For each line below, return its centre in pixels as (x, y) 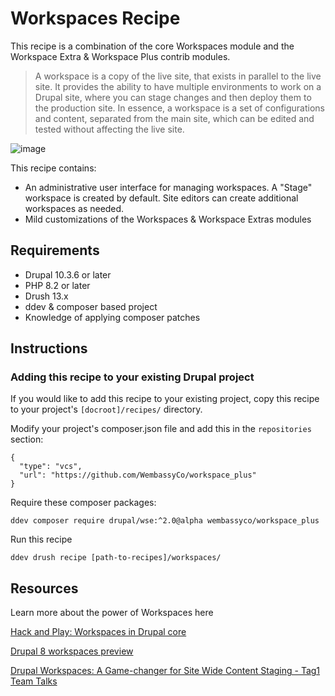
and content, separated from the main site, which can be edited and (174, 118)
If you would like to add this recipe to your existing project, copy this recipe (165, 399)
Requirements (55, 250)
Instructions (49, 348)
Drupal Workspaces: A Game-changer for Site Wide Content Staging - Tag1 (165, 671)
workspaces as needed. (74, 208)
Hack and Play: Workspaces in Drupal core (98, 632)
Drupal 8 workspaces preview (72, 651)
